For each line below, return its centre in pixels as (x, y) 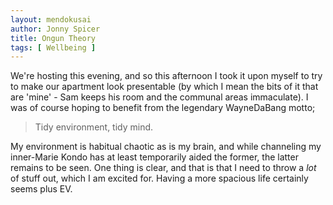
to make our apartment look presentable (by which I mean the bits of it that (164, 87)
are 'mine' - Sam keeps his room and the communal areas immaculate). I (159, 97)
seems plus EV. (41, 189)
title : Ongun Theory (53, 38)
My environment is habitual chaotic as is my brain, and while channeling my (166, 147)
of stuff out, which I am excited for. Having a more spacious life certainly (159, 178)
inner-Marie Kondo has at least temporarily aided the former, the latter (154, 157)
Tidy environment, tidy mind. (94, 127)
